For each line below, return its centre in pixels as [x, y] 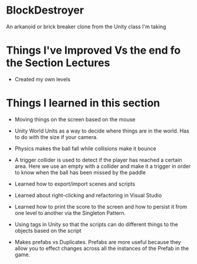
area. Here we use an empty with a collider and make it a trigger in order [103, 166]
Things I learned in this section [83, 103]
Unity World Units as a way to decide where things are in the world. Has [102, 131]
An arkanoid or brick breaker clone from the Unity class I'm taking [86, 27]
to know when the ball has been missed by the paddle [80, 172]
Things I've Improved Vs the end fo [93, 50]
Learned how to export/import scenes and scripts [75, 184]
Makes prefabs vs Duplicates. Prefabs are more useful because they [98, 242]
